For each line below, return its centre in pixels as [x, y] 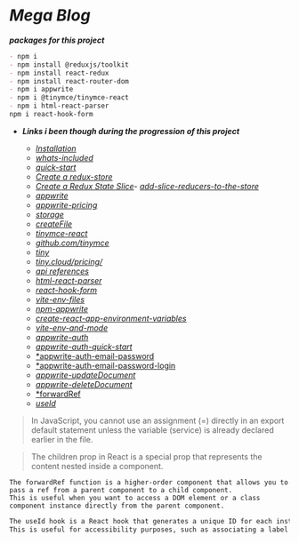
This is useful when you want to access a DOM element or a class [135, 498]
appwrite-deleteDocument [84, 384]
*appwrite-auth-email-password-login [105, 365]
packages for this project [57, 40]
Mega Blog [50, 16]
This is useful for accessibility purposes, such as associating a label [149, 530]
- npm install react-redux [59, 73]
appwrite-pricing [66, 204]
